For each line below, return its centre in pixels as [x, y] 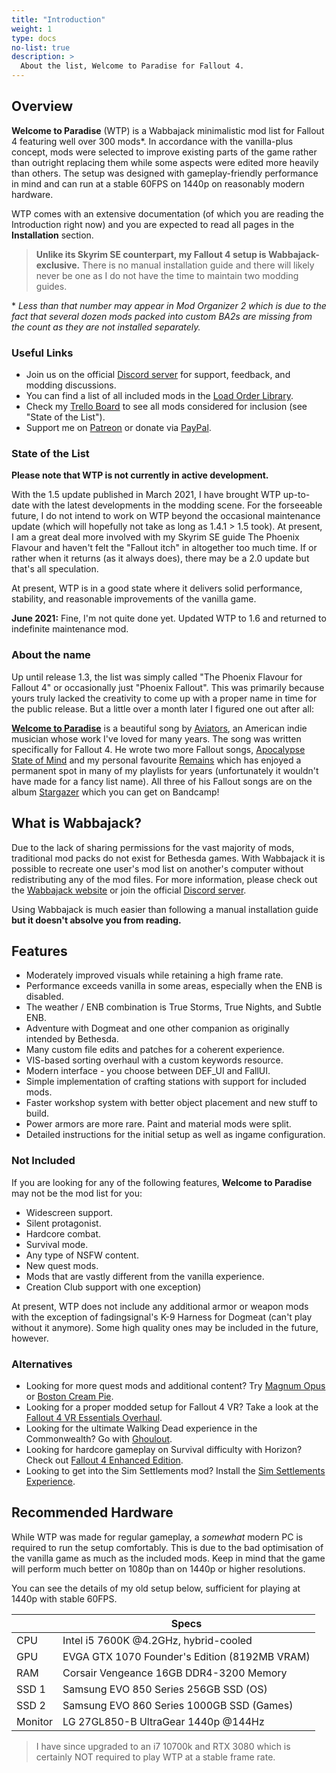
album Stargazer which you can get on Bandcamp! [115, 792]
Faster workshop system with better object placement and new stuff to [171, 1103]
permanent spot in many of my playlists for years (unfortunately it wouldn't [165, 770]
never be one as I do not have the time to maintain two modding [167, 275]
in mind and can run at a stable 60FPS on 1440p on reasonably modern [158, 183]
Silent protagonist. [63, 1223]
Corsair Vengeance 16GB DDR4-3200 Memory [175, 1673]
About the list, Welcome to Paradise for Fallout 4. [132, 66]
